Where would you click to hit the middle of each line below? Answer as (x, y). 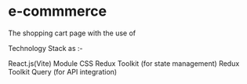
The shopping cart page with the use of (72, 33)
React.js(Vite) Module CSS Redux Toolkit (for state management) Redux (124, 63)
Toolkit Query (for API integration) (63, 71)
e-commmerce (58, 11)
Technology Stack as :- (45, 48)
